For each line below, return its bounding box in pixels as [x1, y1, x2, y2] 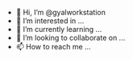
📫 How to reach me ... [15, 42, 91, 51]
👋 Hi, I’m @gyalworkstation [15, 8, 106, 17]
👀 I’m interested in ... [15, 16, 85, 26]
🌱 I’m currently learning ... [15, 25, 102, 33]
